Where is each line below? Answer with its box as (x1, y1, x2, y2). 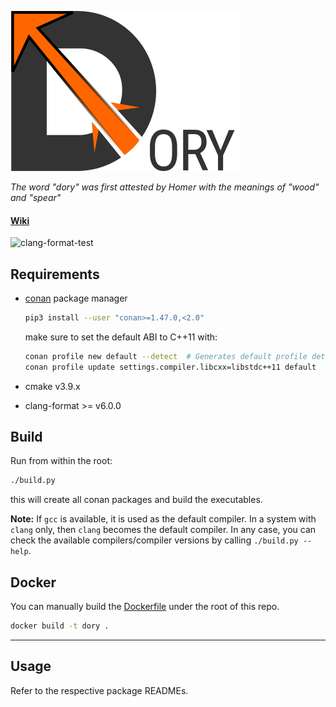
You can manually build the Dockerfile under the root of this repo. (10, 601, 280, 613)
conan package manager (24, 292, 128, 305)
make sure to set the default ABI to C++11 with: (24, 331, 218, 343)
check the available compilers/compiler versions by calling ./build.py (10, 534, 299, 546)
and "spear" (10, 192, 62, 203)
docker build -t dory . (10, 621, 110, 631)
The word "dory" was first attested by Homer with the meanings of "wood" (10, 181, 320, 193)
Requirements (10, 266, 100, 283)
